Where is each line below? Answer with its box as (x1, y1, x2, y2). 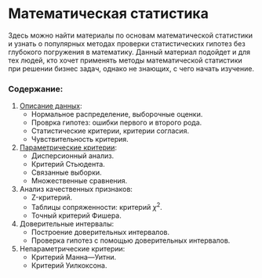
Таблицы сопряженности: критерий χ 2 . (31, 201, 162, 211)
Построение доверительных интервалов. (31, 227, 170, 236)
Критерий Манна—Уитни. (31, 252, 117, 262)
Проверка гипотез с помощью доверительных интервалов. (31, 236, 231, 245)
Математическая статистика (8, 5, 209, 23)
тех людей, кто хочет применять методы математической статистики (8, 56, 243, 65)
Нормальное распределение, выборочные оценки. (31, 110, 203, 119)
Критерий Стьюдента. (31, 160, 106, 169)
